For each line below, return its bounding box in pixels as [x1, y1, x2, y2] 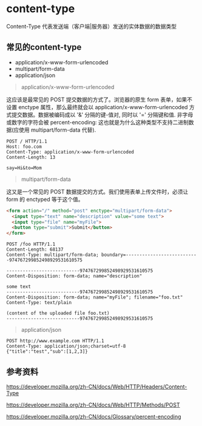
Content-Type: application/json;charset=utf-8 [6, 343, 126, 350]
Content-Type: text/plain [6, 300, 72, 306]
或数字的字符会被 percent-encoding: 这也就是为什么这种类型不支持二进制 [6, 118, 189, 126]
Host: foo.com [6, 143, 42, 150]
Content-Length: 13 [6, 154, 56, 160]
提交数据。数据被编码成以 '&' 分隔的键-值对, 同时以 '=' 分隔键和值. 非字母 [11, 111, 194, 118]
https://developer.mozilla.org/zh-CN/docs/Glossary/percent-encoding [6, 413, 181, 420]
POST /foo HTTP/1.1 [6, 242, 56, 248]
